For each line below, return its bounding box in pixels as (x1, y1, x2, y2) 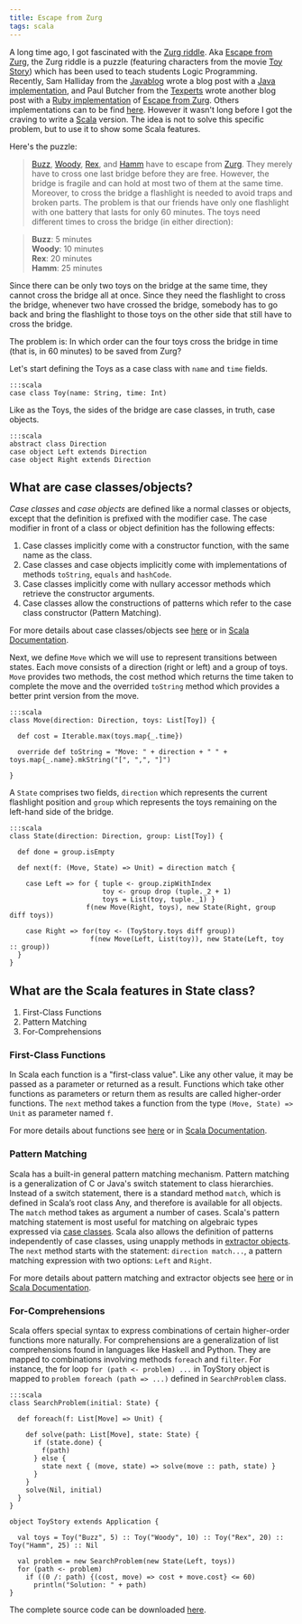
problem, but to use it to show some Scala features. (9, 123, 201, 134)
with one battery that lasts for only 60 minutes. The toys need (31, 206, 261, 217)
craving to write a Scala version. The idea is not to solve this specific (9, 114, 264, 125)
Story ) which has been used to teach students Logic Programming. (9, 65, 259, 77)
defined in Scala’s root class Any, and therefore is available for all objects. (9, 1197, 283, 1208)
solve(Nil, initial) (25, 1486, 103, 1495)
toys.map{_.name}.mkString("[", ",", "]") (9, 756, 171, 765)
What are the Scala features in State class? (9, 983, 255, 998)
